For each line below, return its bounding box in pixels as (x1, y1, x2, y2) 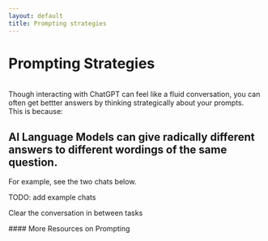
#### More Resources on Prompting (8, 224, 130, 234)
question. (8, 155, 58, 169)
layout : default (8, 11, 63, 20)
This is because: (8, 107, 63, 116)
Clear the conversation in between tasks (8, 208, 143, 218)
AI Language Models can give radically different (8, 130, 255, 144)
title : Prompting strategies (8, 19, 107, 27)
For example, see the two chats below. (8, 177, 137, 187)
